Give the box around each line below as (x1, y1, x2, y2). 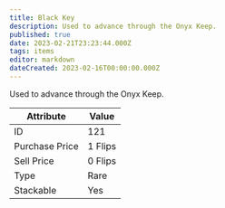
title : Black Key (9, 13, 75, 23)
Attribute (26, 109, 66, 122)
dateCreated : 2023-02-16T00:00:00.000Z (9, 64, 161, 73)
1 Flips (87, 139, 116, 152)
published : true (9, 30, 71, 39)
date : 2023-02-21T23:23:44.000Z (9, 38, 132, 48)
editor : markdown (9, 55, 75, 64)
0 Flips (87, 155, 116, 167)
